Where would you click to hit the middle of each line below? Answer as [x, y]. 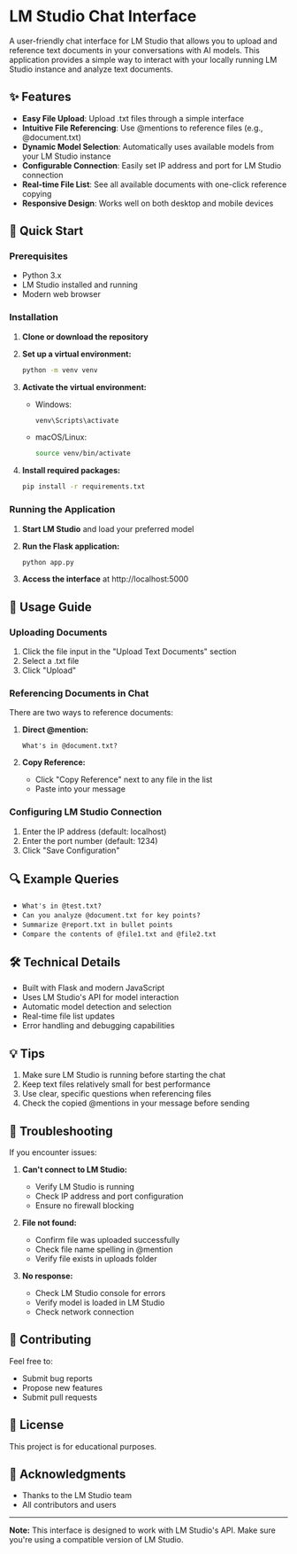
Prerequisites [38, 256]
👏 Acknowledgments [68, 1474]
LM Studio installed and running [80, 285]
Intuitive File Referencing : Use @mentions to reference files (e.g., [142, 128]
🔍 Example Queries [64, 879]
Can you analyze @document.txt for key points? [111, 915]
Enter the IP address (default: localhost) [94, 832]
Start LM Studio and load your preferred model [108, 528]
